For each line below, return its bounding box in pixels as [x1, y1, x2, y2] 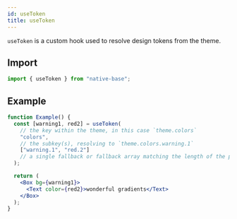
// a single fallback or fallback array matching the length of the [20, 153, 226, 160]
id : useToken [7, 10, 46, 18]
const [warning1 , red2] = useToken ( [13, 120, 121, 127]
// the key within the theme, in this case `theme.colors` [20, 126, 197, 134]
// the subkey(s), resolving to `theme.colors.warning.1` [20, 140, 194, 147]
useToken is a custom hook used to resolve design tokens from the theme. [7, 36, 221, 45]
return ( [13, 172, 39, 179]
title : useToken [7, 17, 55, 24]
